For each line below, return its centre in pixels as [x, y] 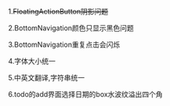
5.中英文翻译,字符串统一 [46, 78]
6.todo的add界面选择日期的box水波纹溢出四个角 [85, 94]
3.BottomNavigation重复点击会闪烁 [64, 44]
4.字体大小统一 [32, 61]
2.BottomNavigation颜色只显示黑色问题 [71, 28]
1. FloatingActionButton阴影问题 [58, 11]
